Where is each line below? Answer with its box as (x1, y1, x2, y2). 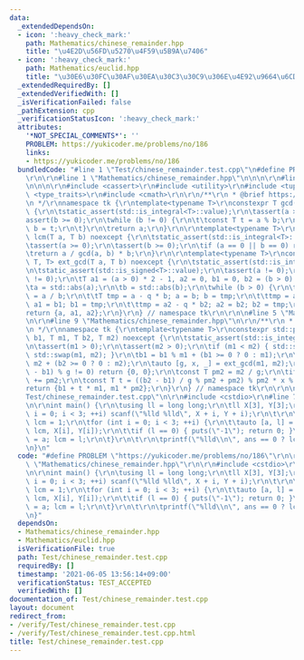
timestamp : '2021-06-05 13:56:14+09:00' (17, 569, 172, 578)
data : (9, 13, 30, 23)
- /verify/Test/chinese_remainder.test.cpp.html (9, 628, 196, 637)
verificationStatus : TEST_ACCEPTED (17, 577, 152, 587)
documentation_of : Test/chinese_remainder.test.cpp (9, 595, 208, 604)
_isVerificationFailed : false (17, 97, 131, 107)
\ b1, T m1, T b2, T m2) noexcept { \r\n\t (25, 334, 188, 343)
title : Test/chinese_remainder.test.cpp (9, 636, 165, 646)
